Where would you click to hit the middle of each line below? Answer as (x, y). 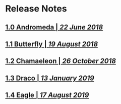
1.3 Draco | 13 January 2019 (50, 78)
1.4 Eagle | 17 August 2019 (47, 95)
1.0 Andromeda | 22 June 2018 (54, 27)
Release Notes (36, 9)
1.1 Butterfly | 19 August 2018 (52, 44)
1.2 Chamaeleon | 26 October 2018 (60, 61)
